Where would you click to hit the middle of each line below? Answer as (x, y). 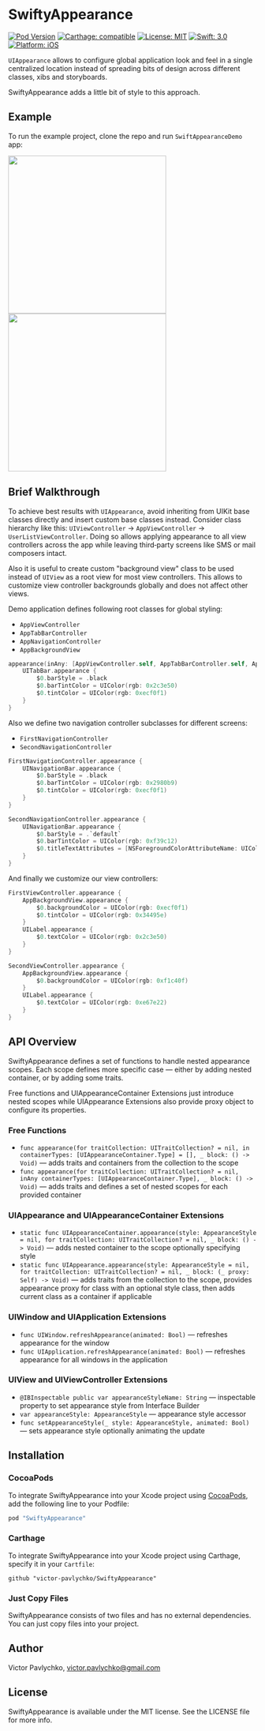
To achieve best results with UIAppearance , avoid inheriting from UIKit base (129, 511)
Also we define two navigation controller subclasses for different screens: (128, 723)
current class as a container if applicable (86, 1297)
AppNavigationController (60, 641)
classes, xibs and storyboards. (58, 77)
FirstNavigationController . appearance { (76, 761)
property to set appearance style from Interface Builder (109, 1405)
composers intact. (37, 553)
